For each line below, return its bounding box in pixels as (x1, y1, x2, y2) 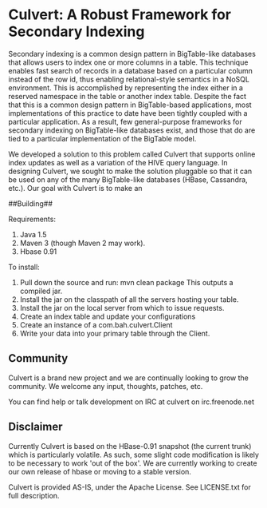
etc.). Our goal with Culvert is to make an (8, 183, 143, 192)
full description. (8, 490, 60, 500)
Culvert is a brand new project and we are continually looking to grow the (8, 373, 249, 383)
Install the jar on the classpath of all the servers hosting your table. (19, 294, 239, 304)
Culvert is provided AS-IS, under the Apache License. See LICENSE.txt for (8, 482, 251, 492)
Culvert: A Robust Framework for (8, 6, 232, 24)
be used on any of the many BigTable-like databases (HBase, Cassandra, (8, 174, 249, 185)
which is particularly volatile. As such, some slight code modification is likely (8, 450, 259, 459)
